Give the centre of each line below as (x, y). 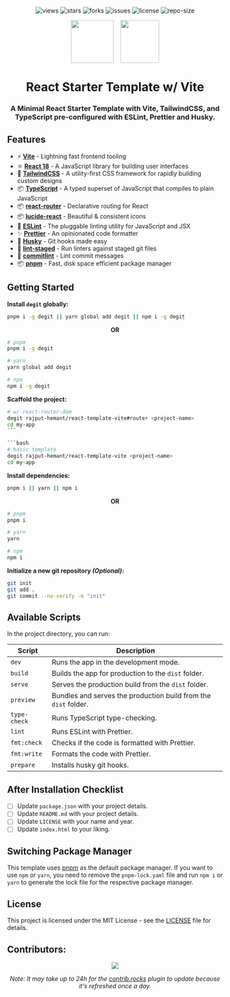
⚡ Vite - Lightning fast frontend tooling (72, 156)
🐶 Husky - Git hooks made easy (62, 241)
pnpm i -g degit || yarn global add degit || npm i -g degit (96, 316)
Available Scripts (44, 617)
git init (20, 583)
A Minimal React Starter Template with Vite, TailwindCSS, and (115, 108)
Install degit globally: (38, 304)
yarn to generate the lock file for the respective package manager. (100, 882)
